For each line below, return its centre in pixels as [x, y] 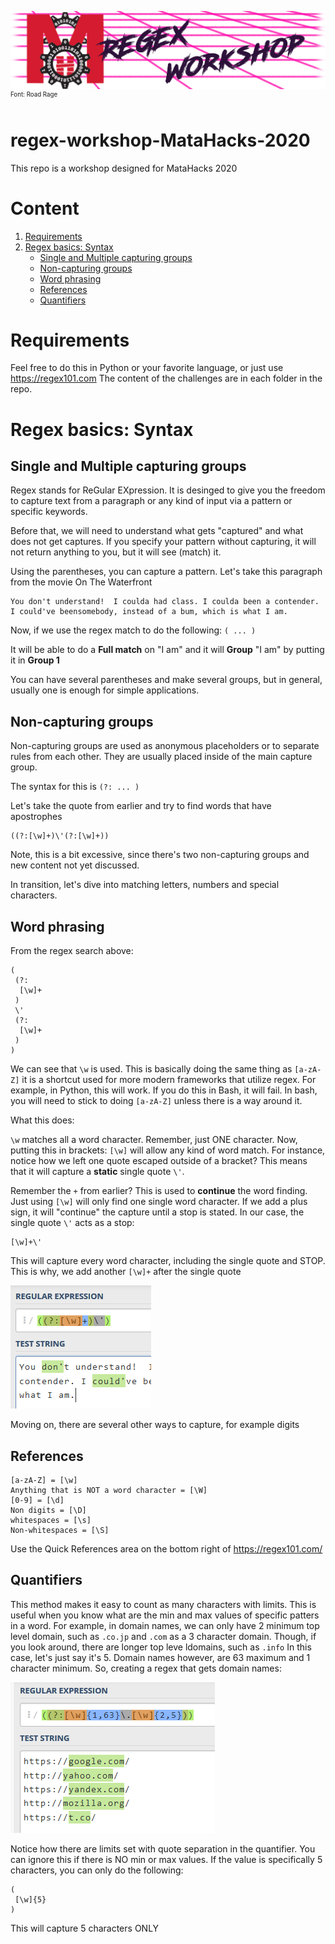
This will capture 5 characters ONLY [85, 1928]
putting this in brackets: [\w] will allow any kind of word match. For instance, [168, 1150]
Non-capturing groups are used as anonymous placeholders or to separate [165, 746]
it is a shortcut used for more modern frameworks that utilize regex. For [169, 1080]
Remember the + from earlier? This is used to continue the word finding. [159, 1191]
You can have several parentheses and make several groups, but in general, [166, 680]
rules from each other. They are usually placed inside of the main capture [161, 757]
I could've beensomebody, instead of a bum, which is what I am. [149, 612]
